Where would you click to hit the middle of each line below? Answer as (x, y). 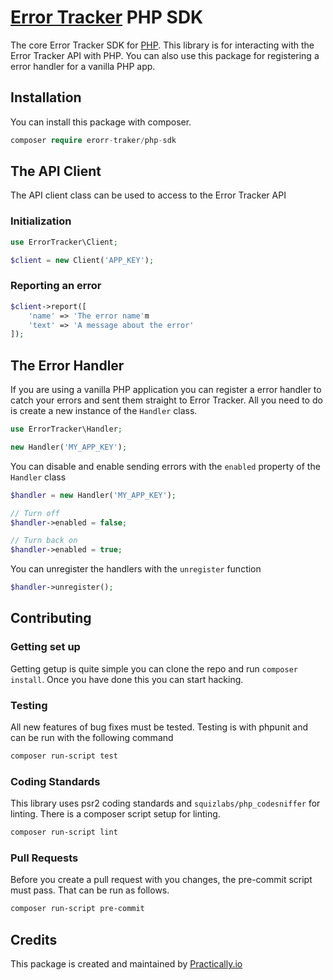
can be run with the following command (92, 738)
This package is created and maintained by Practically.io (126, 964)
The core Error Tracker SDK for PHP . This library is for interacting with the (162, 45)
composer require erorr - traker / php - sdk (93, 140)
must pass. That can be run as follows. (90, 890)
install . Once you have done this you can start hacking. (127, 679)
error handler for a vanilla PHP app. (83, 66)
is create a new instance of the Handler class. (104, 411)
